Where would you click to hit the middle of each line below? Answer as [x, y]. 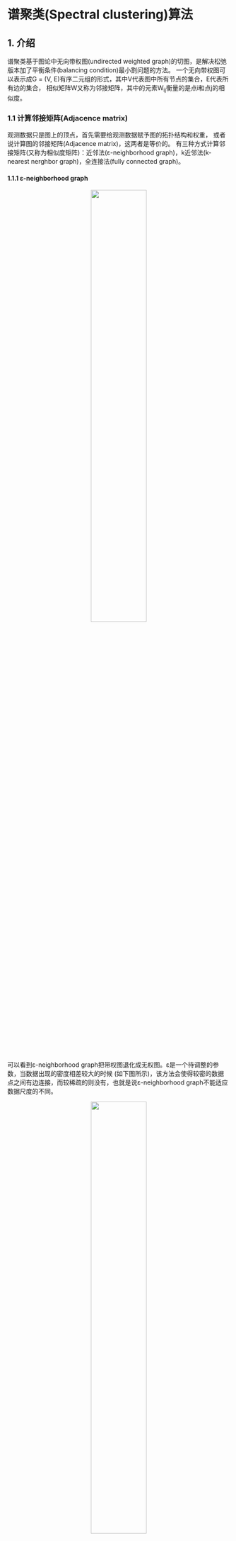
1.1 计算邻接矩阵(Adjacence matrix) [68, 118]
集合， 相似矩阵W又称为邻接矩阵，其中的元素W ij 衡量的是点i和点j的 [122, 89]
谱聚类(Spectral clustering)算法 [100, 15]
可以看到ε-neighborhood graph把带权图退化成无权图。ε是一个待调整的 [110, 1065]
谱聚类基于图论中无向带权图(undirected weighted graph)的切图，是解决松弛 [117, 61]
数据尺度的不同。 [32, 1092]
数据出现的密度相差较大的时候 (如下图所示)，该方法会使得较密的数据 [125, 1074]
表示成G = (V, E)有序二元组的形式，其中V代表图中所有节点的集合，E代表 [118, 79]
